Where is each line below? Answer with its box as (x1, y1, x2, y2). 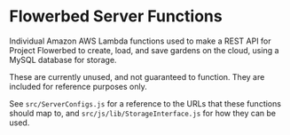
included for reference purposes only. (9, 81, 148, 91)
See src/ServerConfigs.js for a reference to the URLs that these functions (9, 98, 282, 108)
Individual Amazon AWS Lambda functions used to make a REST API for (9, 36, 272, 46)
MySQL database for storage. (9, 54, 117, 65)
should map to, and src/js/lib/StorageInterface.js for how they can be (9, 107, 277, 118)
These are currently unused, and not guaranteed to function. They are (9, 71, 265, 82)
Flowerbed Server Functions (9, 6, 223, 27)
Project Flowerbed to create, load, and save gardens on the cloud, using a (9, 44, 279, 55)
